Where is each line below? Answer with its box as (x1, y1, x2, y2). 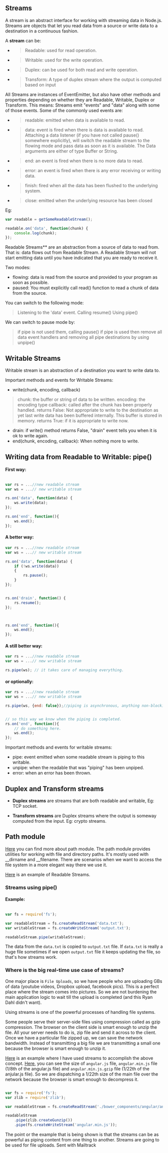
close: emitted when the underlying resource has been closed (24, 197, 152, 203)
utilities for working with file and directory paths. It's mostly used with (5, 851, 149, 857)
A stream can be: (5, 38, 41, 44)
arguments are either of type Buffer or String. (24, 148, 118, 154)
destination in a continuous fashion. (5, 28, 78, 34)
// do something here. (14, 726, 61, 731)
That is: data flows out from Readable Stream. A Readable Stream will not (5, 250, 156, 256)
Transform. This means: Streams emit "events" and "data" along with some (5, 102, 160, 108)
